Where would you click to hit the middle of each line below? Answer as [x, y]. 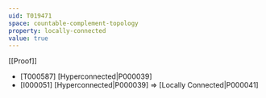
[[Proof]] [23, 61]
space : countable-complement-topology [73, 23]
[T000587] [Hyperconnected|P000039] [86, 76]
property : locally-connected [57, 31]
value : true [28, 38]
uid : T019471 [30, 16]
